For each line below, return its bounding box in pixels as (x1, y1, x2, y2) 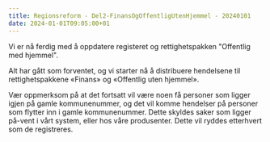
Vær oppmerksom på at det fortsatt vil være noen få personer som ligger (8, 90, 251, 99)
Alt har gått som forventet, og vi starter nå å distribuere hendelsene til (8, 65, 241, 75)
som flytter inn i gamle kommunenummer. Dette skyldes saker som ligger (8, 106, 252, 117)
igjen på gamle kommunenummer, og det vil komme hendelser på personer (8, 98, 259, 108)
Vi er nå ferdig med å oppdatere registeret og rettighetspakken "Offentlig (8, 41, 251, 51)
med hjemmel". (8, 50, 59, 60)
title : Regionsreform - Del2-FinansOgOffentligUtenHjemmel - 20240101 (8, 11, 251, 20)
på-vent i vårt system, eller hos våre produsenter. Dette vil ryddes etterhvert (8, 115, 263, 125)
